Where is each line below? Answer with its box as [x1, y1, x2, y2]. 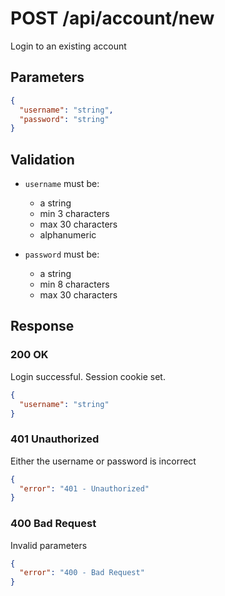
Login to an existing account [10, 40, 127, 52]
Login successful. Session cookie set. [10, 370, 166, 382]
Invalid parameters [10, 539, 88, 551]
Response [10, 318, 75, 335]
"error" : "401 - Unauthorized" [19, 483, 150, 494]
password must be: [24, 248, 100, 261]
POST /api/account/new [10, 7, 215, 30]
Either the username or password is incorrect [10, 455, 197, 467]
